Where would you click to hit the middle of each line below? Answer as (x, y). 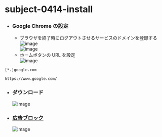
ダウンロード (28, 93)
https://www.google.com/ (31, 79)
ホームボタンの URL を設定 (47, 55)
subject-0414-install (49, 9)
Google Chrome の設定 (40, 26)
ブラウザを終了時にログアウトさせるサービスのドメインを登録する (88, 38)
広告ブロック (28, 118)
